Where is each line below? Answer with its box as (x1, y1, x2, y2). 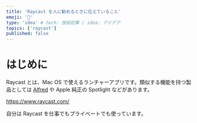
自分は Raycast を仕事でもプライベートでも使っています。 (6, 110, 146, 117)
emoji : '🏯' (6, 14, 33, 20)
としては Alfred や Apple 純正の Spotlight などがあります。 (11, 86, 153, 93)
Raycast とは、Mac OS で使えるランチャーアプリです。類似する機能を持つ (6, 79, 186, 86)
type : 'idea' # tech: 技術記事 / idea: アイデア (6, 20, 121, 25)
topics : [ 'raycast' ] (6, 25, 57, 31)
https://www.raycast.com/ (6, 98, 70, 105)
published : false (6, 31, 49, 37)
